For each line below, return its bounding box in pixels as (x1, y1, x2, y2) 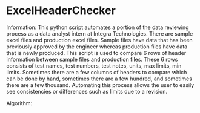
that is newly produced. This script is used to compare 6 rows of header (6, 49, 187, 56)
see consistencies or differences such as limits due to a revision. (6, 88, 168, 95)
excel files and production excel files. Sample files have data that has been (6, 36, 193, 44)
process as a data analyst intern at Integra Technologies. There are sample (6, 30, 193, 37)
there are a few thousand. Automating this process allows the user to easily (6, 81, 195, 88)
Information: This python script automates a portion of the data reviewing (6, 24, 189, 31)
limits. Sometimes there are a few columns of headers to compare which (6, 68, 187, 76)
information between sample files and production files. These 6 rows (6, 56, 178, 63)
